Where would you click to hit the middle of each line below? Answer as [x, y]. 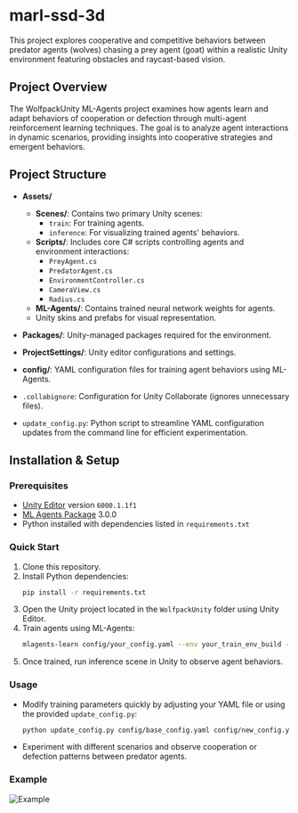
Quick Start [34, 547]
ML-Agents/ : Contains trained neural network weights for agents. [155, 308]
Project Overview [58, 87]
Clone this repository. [61, 566]
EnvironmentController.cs [97, 280]
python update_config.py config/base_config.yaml [116, 730]
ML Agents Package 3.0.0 [69, 514]
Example [28, 779]
